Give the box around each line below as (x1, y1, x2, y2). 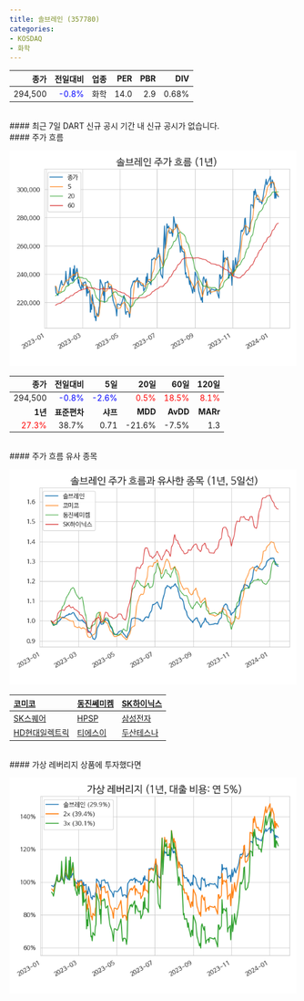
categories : (9, 24, 55, 34)
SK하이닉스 (121, 698, 162, 709)
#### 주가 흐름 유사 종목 (9, 451, 98, 462)
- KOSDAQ (9, 34, 43, 43)
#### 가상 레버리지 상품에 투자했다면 (9, 758, 142, 770)
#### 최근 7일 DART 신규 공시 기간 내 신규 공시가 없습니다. (9, 120, 220, 131)
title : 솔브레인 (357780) (9, 15, 100, 24)
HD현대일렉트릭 (13, 727, 70, 738)
